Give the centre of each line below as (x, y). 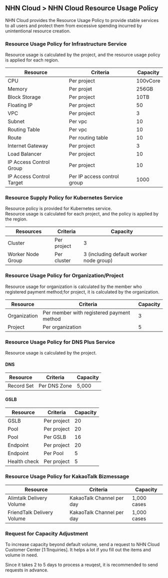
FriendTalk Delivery (30, 512)
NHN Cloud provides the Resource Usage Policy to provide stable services (82, 20)
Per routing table (89, 138)
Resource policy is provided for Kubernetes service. (59, 208)
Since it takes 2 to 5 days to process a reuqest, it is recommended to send (82, 565)
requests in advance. (27, 570)
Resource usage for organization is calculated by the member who (74, 286)
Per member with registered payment (86, 312)
